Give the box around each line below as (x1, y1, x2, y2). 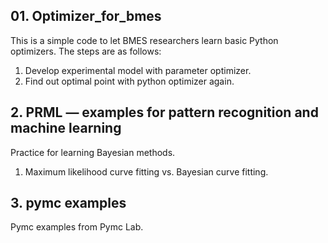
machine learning (10, 120, 122, 137)
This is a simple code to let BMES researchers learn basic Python (10, 34, 279, 46)
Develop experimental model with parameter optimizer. (24, 64, 252, 76)
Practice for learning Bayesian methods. (10, 146, 176, 158)
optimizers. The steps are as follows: (10, 45, 162, 57)
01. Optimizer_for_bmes (10, 8, 162, 25)
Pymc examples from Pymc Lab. (10, 221, 144, 233)
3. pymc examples (10, 195, 127, 212)
